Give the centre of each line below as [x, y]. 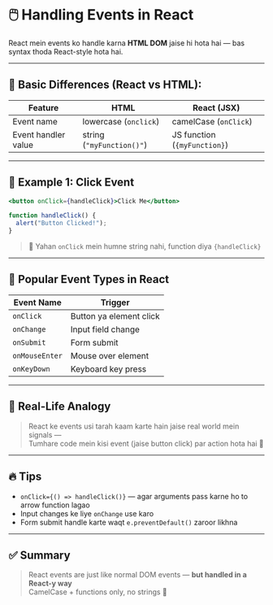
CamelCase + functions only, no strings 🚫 [98, 592]
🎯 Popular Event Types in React [89, 279]
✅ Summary [39, 555]
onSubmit [29, 342]
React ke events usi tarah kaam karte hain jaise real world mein [134, 426]
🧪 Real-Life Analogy [60, 407]
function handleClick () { [52, 215]
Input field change [105, 329]
